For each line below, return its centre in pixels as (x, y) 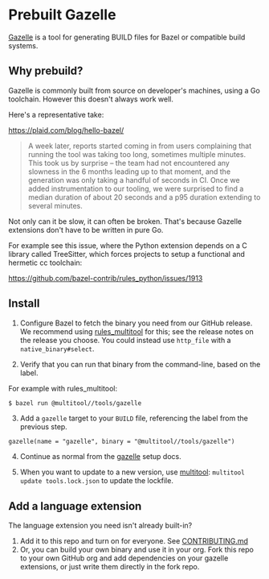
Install (24, 304)
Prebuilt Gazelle (62, 15)
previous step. (44, 427)
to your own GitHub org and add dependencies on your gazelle (124, 558)
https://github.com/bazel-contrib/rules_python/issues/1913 (106, 278)
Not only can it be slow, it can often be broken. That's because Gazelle (125, 221)
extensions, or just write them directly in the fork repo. (110, 567)
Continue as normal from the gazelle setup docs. (101, 457)
